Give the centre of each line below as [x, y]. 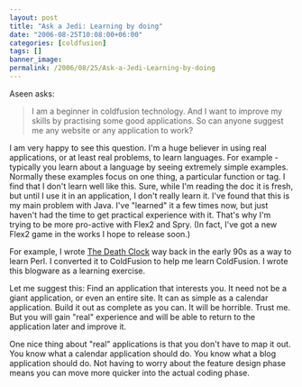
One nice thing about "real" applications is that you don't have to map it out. [150, 344]
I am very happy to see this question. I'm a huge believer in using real [138, 147]
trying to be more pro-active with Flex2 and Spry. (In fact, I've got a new [143, 224]
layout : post [34, 18]
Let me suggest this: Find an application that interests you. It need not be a [148, 288]
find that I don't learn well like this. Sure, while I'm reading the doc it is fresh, [151, 186]
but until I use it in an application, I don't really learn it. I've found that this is [150, 196]
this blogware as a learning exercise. [78, 271]
